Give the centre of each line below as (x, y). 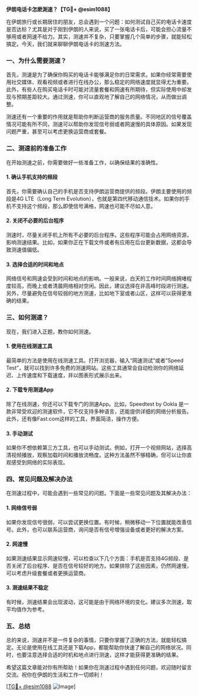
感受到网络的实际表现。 (39, 463)
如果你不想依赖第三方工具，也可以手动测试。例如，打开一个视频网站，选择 (96, 448)
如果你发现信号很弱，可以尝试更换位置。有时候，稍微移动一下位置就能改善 (96, 522)
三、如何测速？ (27, 317)
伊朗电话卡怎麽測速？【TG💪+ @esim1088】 (60, 9)
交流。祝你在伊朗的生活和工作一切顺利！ (55, 675)
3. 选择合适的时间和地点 (35, 264)
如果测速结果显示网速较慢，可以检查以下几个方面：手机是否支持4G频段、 (95, 558)
